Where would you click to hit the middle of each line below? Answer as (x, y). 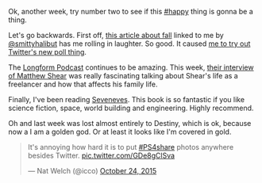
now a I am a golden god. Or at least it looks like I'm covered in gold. (120, 132)
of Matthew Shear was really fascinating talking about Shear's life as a (123, 76)
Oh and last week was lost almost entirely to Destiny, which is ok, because (130, 123)
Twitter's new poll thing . (48, 52)
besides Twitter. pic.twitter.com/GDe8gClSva (101, 155)
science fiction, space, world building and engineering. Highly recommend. (131, 108)
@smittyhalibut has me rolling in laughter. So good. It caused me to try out (129, 44)
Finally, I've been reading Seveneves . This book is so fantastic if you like (126, 99)
